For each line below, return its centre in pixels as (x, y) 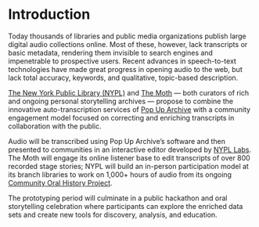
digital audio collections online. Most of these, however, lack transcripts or (128, 44)
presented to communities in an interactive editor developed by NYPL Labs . (130, 150)
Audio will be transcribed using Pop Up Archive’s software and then (117, 141)
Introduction (49, 14)
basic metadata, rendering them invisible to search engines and (111, 52)
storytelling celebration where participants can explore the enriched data (126, 206)
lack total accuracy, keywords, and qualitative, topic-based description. (123, 77)
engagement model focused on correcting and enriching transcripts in (121, 117)
